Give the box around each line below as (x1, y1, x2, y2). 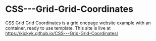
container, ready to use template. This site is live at (5, 25, 111, 31)
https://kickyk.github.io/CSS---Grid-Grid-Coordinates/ (5, 30, 119, 36)
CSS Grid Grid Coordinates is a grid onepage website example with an (5, 20, 151, 26)
